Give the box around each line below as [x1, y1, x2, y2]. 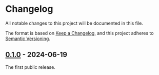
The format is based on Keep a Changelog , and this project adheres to [5, 30, 154, 36]
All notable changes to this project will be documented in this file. [5, 20, 144, 26]
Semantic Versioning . [5, 35, 50, 42]
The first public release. [5, 64, 55, 70]
